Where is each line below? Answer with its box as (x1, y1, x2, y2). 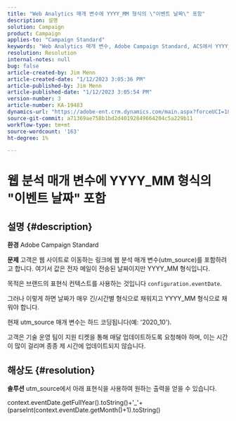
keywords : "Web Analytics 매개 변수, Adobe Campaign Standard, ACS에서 (7, 43, 213, 50)
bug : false (7, 63, 39, 70)
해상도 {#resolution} (7, 364, 96, 376)
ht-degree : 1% (7, 134, 49, 141)
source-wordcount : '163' (7, 128, 80, 135)
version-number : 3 (7, 96, 61, 103)
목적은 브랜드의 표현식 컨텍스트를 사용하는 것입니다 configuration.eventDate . (7, 279, 223, 288)
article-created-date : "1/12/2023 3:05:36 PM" (7, 75, 146, 83)
